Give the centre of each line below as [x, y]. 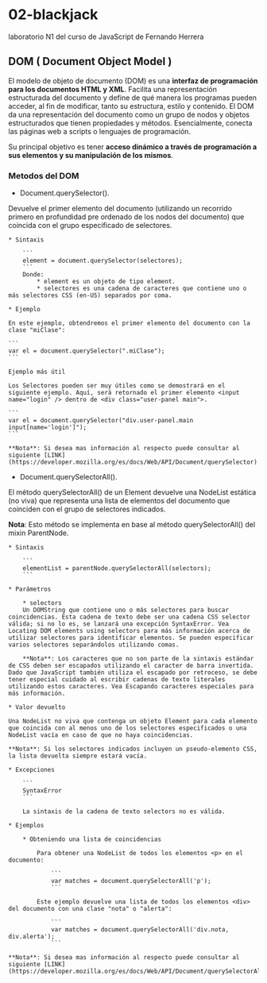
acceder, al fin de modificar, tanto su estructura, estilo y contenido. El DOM [131, 106]
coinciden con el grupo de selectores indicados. [87, 509]
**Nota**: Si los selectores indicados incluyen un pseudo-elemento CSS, [133, 749]
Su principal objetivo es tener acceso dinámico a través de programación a [133, 146]
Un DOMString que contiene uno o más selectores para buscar [126, 610]
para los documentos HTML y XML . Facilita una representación [112, 89]
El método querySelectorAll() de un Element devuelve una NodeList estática [132, 492]
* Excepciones [32, 770]
